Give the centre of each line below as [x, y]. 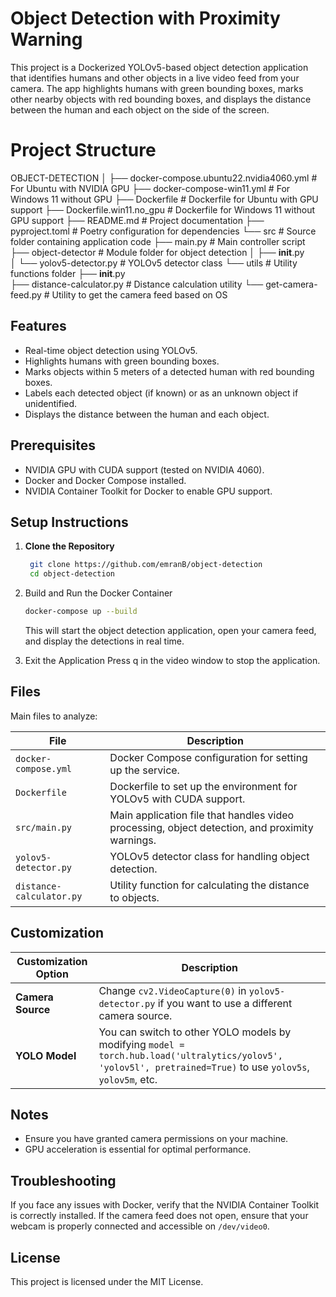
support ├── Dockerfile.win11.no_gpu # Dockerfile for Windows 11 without [162, 209]
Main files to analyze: [54, 716]
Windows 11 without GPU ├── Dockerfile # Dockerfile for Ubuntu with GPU [164, 199]
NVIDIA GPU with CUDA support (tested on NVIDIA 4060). [144, 469]
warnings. [133, 840]
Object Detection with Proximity [145, 18]
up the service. [144, 770]
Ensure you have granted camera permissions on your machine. [156, 1139]
